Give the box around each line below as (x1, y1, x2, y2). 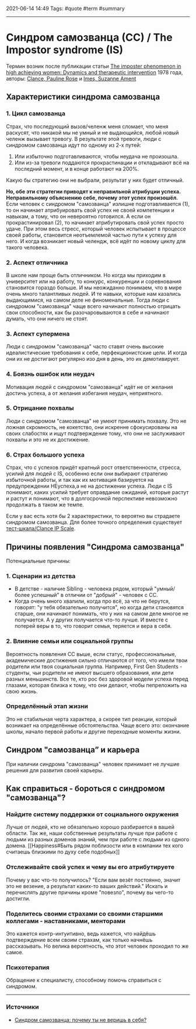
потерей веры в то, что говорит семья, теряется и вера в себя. (14, 623, 172, 630)
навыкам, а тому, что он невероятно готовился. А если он (6, 213, 151, 220)
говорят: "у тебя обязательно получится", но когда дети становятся (14, 604, 184, 611)
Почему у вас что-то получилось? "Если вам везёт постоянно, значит (6, 876, 181, 883)
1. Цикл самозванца (6, 109, 66, 118)
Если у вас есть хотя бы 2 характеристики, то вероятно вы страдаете (6, 513, 180, 520)
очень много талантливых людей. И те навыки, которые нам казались (6, 290, 181, 297)
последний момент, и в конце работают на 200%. (14, 165, 139, 172)
